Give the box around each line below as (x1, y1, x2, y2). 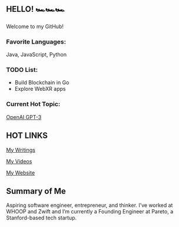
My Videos (6, 157, 32, 165)
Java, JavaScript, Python (6, 51, 67, 58)
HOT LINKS (6, 131, 48, 141)
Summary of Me (6, 186, 67, 196)
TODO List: (6, 66, 38, 74)
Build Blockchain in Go (14, 79, 69, 86)
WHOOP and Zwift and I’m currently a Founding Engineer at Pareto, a (6, 208, 174, 215)
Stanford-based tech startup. (6, 214, 77, 222)
